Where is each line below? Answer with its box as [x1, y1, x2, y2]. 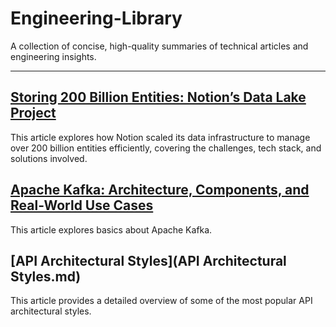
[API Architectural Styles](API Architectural [10, 252, 287, 269]
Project [10, 105, 57, 122]
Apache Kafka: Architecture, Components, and [10, 182, 310, 199]
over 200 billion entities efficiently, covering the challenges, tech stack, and [10, 142, 322, 154]
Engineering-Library [10, 7, 183, 30]
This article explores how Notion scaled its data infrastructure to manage [10, 131, 311, 143]
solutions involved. [10, 152, 88, 164]
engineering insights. [10, 50, 97, 62]
